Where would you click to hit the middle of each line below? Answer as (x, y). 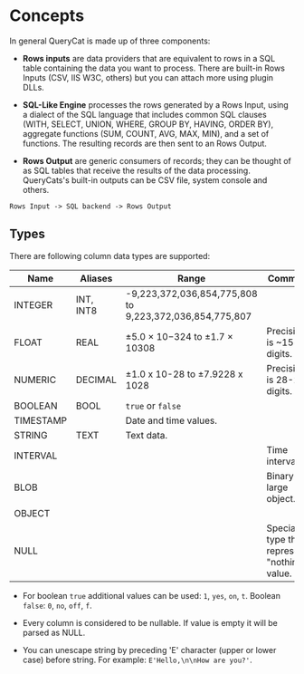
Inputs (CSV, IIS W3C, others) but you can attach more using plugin (148, 77)
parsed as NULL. (54, 632)
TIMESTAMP (41, 420)
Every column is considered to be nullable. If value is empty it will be (150, 622)
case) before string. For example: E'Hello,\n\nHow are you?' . (137, 660)
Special (282, 528)
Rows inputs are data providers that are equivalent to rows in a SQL (149, 58)
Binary (280, 476)
